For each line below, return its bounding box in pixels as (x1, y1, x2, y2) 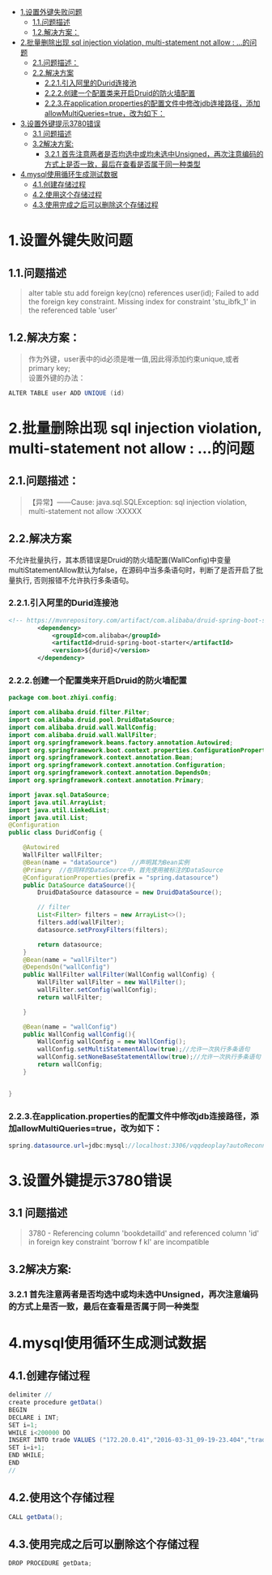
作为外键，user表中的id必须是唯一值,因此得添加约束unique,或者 (28, 354, 240, 364)
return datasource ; (37, 940, 104, 948)
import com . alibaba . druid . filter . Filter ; (8, 709, 151, 717)
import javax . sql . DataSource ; (8, 791, 111, 799)
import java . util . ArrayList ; (8, 798, 107, 806)
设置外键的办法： (28, 373, 86, 382)
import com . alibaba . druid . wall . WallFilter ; (8, 731, 158, 739)
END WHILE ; (8, 1452, 45, 1460)
